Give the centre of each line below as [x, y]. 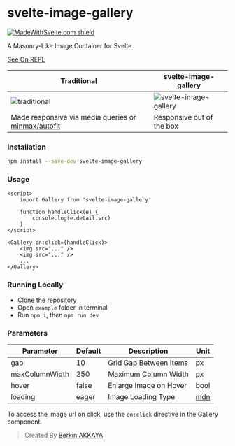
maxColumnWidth [40, 374]
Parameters [27, 333]
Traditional [79, 80]
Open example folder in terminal [62, 307]
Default [88, 351]
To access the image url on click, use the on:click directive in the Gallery [113, 414]
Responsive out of [183, 117]
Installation [27, 147]
